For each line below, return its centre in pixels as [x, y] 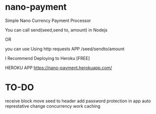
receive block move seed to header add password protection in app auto [78, 101]
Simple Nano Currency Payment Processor [48, 20]
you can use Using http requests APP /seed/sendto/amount [65, 49]
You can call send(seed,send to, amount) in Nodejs [56, 30]
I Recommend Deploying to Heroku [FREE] [48, 58]
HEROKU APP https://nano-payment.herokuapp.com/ [58, 68]
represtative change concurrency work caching [53, 106]
